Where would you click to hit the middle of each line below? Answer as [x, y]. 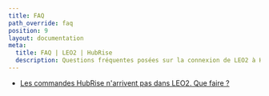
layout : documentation [46, 38]
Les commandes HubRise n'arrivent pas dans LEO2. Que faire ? [124, 83]
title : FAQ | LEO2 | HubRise [64, 53]
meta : [17, 46]
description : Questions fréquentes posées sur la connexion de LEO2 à [136, 61]
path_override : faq [41, 23]
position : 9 [28, 30]
